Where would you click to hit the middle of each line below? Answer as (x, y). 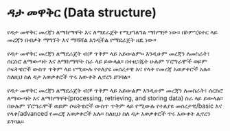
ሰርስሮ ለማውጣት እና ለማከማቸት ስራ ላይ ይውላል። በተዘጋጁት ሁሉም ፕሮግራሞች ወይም (107, 61)
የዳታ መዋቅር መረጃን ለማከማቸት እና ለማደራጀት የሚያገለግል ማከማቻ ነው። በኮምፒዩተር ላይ (113, 32)
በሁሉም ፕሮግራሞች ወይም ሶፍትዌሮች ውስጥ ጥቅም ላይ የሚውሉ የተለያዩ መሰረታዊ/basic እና (115, 106)
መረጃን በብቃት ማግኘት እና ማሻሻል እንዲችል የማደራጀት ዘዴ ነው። (82, 40)
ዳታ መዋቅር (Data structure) (82, 13)
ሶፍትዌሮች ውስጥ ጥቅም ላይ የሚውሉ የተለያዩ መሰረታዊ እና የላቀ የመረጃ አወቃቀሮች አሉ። (109, 69)
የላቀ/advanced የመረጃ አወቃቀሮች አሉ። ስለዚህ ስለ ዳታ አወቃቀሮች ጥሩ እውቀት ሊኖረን (109, 113)
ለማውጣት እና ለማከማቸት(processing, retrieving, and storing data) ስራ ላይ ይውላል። (115, 98)
